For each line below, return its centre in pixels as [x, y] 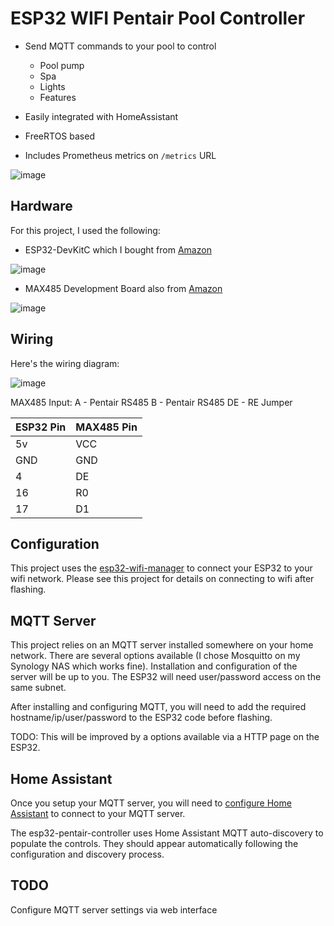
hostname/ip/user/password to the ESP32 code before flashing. [141, 718]
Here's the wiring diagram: [65, 363]
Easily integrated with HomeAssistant [101, 116]
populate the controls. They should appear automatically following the [154, 843]
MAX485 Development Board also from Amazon [123, 288]
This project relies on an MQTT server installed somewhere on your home [162, 645]
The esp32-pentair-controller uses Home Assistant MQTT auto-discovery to [167, 833]
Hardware [41, 206]
